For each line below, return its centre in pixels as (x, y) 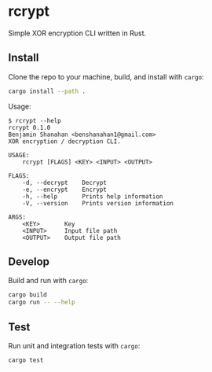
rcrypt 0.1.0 (29, 127)
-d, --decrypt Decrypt (65, 182)
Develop (29, 262)
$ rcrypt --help (35, 120)
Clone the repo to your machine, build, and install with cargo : (106, 76)
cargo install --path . (47, 91)
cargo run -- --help (42, 302)
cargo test (26, 360)
